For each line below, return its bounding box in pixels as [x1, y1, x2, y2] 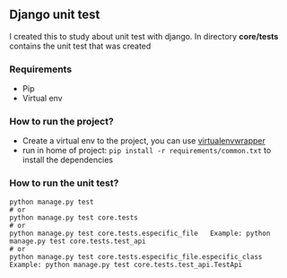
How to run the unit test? [9, 177, 119, 189]
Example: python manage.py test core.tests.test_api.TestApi [9, 260, 243, 269]
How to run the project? [9, 116, 114, 128]
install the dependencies [22, 154, 114, 165]
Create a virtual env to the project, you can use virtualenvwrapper [22, 135, 266, 146]
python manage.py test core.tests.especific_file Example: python [9, 229, 271, 238]
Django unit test [9, 7, 100, 22]
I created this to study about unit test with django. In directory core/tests [9, 30, 279, 41]
